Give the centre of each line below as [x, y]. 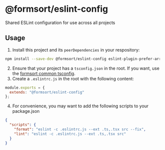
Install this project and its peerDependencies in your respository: [76, 50]
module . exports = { [25, 87]
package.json [26, 111]
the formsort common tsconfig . [44, 73]
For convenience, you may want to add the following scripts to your [80, 106]
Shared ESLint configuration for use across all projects [60, 23]
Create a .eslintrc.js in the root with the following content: [73, 78]
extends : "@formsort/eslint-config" [47, 92]
